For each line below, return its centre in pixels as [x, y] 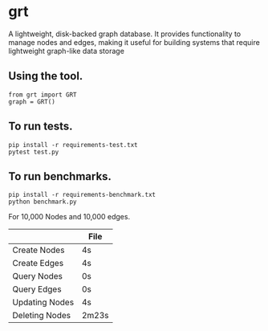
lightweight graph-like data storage [66, 51]
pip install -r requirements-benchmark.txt [82, 195]
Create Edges [38, 264]
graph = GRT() [32, 102]
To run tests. [41, 127]
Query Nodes [37, 276]
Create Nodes [39, 250]
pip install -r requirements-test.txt [73, 145]
